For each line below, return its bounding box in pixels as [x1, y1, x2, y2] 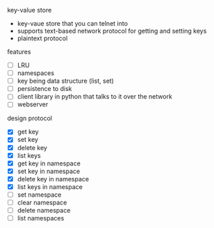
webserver [17, 100, 49, 108]
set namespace [17, 190, 62, 199]
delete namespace [17, 206, 71, 214]
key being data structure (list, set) [17, 76, 115, 85]
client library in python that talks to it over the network [17, 92, 172, 101]
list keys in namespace [17, 182, 83, 190]
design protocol [7, 114, 52, 122]
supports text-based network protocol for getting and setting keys [17, 27, 207, 35]
